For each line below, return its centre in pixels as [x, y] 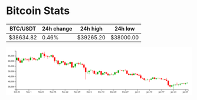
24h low [124, 29]
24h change [57, 29]
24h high [91, 29]
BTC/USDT [23, 29]
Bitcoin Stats [38, 11]
